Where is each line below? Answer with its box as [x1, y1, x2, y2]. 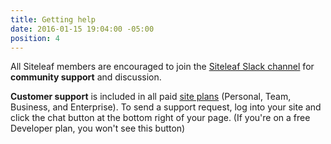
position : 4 [10, 33, 60, 43]
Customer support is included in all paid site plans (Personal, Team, [10, 91, 292, 103]
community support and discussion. [10, 71, 162, 83]
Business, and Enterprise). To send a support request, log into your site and [10, 101, 322, 113]
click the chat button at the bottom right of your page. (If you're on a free [10, 112, 311, 124]
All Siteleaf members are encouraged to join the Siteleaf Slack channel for [10, 61, 315, 73]
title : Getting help [10, 14, 97, 25]
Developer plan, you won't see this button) [10, 122, 186, 135]
